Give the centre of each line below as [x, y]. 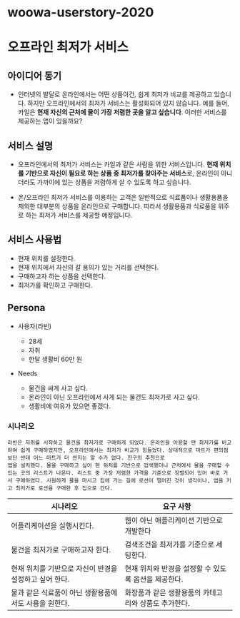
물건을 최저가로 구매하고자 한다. [61, 549]
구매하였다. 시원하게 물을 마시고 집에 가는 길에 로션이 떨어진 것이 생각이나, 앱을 [119, 480]
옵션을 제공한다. [158, 579]
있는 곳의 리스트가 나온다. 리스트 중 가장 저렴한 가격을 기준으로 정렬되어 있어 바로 [114, 473]
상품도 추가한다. [165, 603]
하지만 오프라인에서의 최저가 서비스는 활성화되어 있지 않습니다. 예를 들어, [129, 103]
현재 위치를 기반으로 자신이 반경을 [64, 568]
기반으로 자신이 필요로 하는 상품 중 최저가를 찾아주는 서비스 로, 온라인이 [122, 173]
